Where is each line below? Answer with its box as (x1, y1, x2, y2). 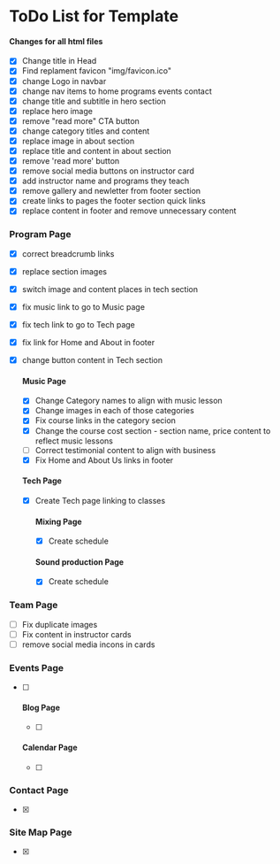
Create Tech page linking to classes (34, 495, 166, 505)
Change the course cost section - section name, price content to (34, 425, 271, 436)
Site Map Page (9, 826, 72, 838)
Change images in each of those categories (34, 405, 194, 416)
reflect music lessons (34, 436, 113, 446)
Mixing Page (34, 516, 82, 527)
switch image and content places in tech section (21, 283, 199, 294)
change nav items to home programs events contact (21, 86, 212, 96)
